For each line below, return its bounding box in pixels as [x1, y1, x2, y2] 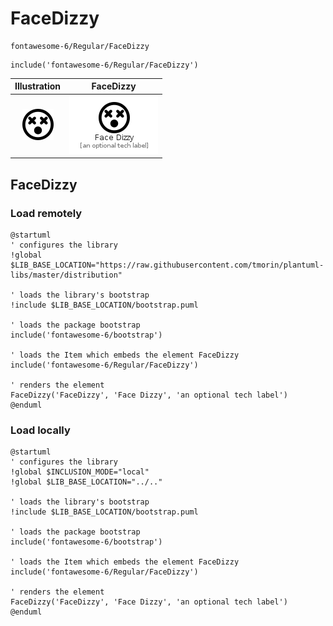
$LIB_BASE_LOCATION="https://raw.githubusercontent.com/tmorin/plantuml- [10, 260, 325, 270]
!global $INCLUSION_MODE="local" [10, 467, 150, 477]
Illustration [14, 80, 62, 92]
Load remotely [10, 206, 83, 220]
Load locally [10, 423, 71, 437]
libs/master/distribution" [10, 270, 123, 280]
